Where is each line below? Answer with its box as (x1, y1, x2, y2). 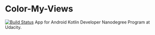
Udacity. (5, 24, 22, 30)
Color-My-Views (5, 3, 74, 14)
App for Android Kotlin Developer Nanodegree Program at (34, 19, 150, 25)
